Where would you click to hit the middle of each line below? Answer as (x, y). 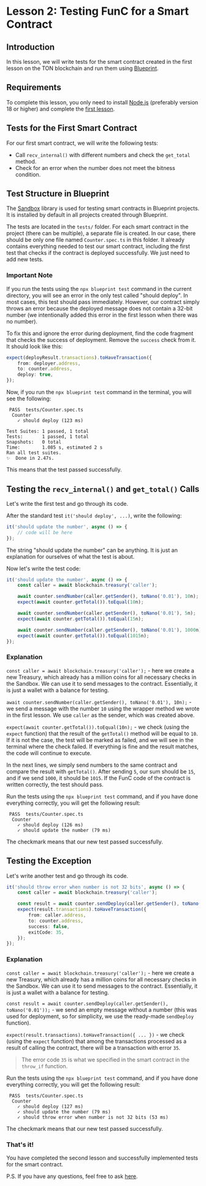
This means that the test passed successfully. (64, 470)
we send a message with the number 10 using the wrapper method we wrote (103, 708)
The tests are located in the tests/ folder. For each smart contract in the (97, 227)
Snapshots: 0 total (34, 442)
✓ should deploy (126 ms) (51, 825)
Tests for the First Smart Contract (72, 128)
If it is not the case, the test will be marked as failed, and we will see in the (100, 740)
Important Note (30, 276)
